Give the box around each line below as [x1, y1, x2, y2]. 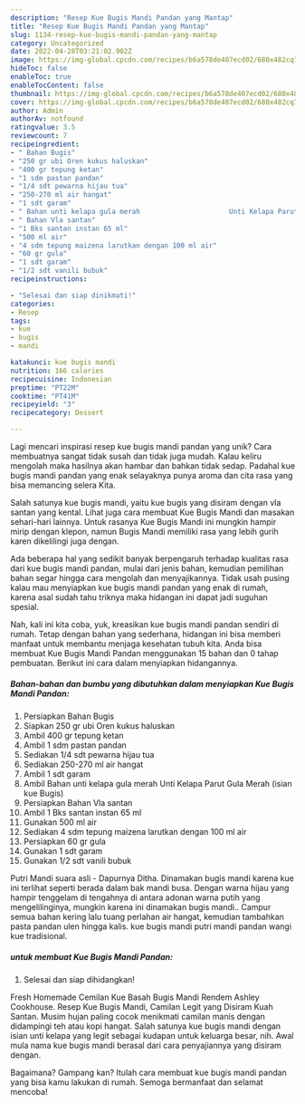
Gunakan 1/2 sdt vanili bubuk [23, 855, 132, 866]
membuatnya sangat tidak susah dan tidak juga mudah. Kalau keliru [10, 450, 262, 461]
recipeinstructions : [10, 275, 89, 284]
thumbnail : [10, 89, 52, 98]
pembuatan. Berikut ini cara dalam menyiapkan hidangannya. [10, 658, 238, 668]
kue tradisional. [10, 930, 68, 941]
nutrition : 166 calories [10, 366, 104, 375]
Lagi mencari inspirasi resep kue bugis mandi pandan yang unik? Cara [10, 441, 272, 451]
